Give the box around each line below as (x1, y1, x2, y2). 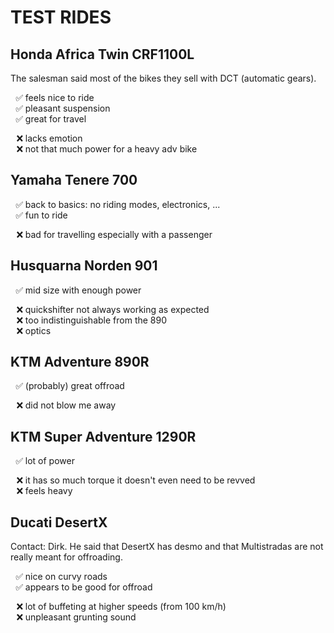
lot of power (24, 455, 75, 467)
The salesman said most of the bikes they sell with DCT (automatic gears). (10, 72, 317, 84)
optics (24, 324, 52, 336)
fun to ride (24, 209, 68, 221)
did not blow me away (24, 399, 117, 411)
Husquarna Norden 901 (10, 257, 158, 275)
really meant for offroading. (10, 551, 123, 563)
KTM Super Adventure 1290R (10, 428, 197, 445)
